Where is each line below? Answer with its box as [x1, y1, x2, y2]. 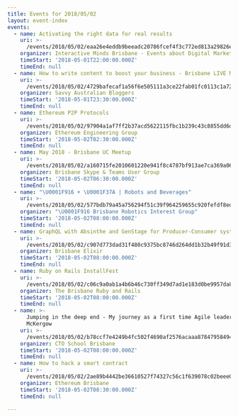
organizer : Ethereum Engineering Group [20, 129, 138, 136]
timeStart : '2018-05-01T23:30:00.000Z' [20, 96, 138, 104]
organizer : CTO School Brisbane [20, 340, 115, 347]
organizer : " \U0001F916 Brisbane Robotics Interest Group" [20, 208, 198, 216]
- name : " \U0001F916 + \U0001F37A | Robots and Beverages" [13, 189, 192, 196]
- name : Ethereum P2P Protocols [13, 109, 110, 116]
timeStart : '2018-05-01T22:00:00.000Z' [20, 57, 138, 64]
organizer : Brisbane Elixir [20, 248, 103, 255]
